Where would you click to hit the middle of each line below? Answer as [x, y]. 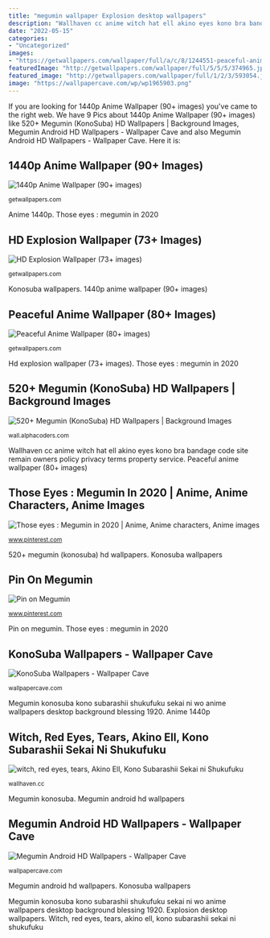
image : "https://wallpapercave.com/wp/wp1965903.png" [100, 83]
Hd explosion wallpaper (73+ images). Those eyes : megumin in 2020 [123, 363]
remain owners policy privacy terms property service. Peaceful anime [124, 459]
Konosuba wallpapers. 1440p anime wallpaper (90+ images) [108, 289]
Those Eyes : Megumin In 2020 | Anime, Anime [128, 493]
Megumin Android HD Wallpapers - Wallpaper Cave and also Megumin [125, 132]
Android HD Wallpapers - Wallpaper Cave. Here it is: [94, 140]
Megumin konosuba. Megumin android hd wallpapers [96, 799]
